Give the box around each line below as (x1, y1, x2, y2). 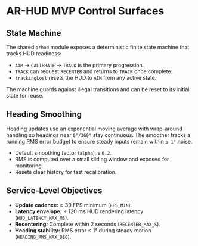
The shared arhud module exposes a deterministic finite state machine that (6, 43, 190, 51)
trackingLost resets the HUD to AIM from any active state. (14, 74, 157, 81)
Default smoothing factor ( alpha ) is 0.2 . (14, 149, 112, 156)
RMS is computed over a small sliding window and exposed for (14, 155, 169, 163)
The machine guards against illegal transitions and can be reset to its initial (6, 86, 190, 93)
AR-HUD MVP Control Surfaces (6, 4, 165, 18)
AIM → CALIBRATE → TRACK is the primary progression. (14, 61, 144, 68)
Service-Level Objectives (6, 186, 103, 196)
